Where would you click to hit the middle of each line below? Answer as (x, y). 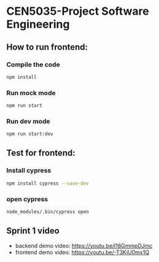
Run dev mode (28, 121)
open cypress (27, 199)
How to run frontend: (47, 47)
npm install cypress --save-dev (48, 183)
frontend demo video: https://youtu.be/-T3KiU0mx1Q (82, 252)
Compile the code (33, 64)
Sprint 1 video (33, 231)
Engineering (38, 24)
